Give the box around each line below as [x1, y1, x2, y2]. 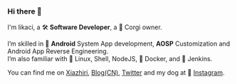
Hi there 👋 [7, 6, 43, 16]
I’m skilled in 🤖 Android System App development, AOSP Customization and [7, 39, 231, 48]
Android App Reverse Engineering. [7, 47, 109, 56]
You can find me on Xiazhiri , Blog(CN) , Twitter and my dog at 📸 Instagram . [7, 68, 225, 77]
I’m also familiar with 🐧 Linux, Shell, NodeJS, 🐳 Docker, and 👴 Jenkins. [7, 55, 213, 63]
